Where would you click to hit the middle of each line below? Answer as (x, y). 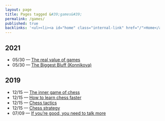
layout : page (18, 10)
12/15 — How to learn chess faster (47, 97)
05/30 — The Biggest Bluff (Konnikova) (52, 65)
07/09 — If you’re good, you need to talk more (59, 113)
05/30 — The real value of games (46, 60)
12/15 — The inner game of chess (46, 92)
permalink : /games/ (25, 19)
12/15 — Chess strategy (36, 108)
